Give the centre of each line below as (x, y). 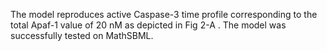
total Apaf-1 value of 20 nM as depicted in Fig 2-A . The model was (148, 25)
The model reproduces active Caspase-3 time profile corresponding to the (164, 14)
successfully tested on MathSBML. (82, 35)
